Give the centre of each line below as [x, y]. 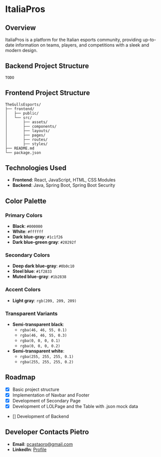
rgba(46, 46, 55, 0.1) [43, 330]
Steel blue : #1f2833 [32, 271]
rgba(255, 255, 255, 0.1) [47, 357]
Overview [21, 28]
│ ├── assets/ [27, 122]
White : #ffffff [28, 232]
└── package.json [23, 153]
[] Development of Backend [41, 416]
